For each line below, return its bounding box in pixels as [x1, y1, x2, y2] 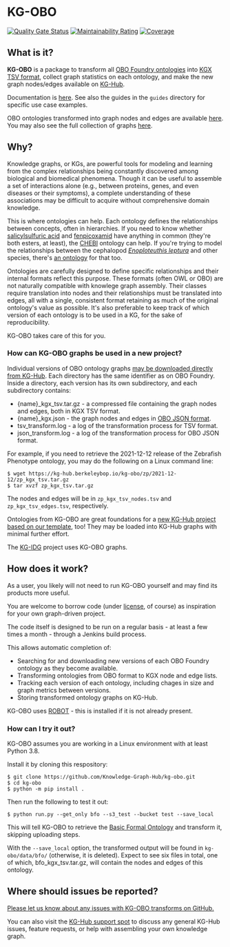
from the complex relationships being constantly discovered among [7, 167, 198, 175]
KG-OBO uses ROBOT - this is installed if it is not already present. [7, 706, 193, 715]
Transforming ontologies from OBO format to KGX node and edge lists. [17, 671, 218, 680]
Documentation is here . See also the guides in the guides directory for [7, 93, 205, 101]
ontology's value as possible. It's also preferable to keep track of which [7, 303, 210, 312]
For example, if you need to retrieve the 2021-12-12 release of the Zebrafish [7, 449, 222, 458]
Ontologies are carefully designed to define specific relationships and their [7, 267, 219, 275]
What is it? [7, 47, 54, 59]
